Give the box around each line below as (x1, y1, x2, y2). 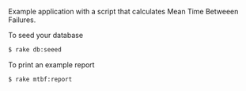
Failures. (8, 15, 36, 25)
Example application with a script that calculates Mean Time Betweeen (8, 7, 239, 16)
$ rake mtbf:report (8, 75, 73, 83)
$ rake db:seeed (8, 46, 62, 54)
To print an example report (8, 59, 95, 70)
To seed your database (8, 31, 84, 40)
